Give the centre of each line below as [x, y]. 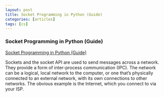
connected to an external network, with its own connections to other [76, 78]
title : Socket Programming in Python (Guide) [54, 15]
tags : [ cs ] [17, 24]
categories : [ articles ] [30, 19]
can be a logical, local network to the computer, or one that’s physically [79, 73]
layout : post [19, 10]
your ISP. [15, 89]
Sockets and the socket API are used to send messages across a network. [82, 62]
